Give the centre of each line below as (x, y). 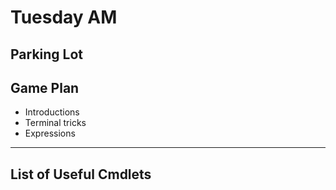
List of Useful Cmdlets (81, 174)
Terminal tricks (55, 123)
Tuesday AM (64, 17)
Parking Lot (47, 54)
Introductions (52, 112)
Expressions (50, 133)
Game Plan (45, 87)
